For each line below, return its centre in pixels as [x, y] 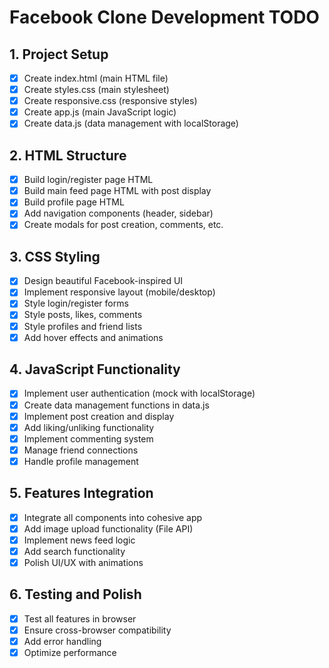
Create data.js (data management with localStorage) [131, 123]
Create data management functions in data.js [116, 405]
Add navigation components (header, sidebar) [118, 213]
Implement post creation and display [99, 416]
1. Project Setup [59, 54]
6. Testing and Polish [75, 594]
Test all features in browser [80, 618]
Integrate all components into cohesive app [113, 517]
